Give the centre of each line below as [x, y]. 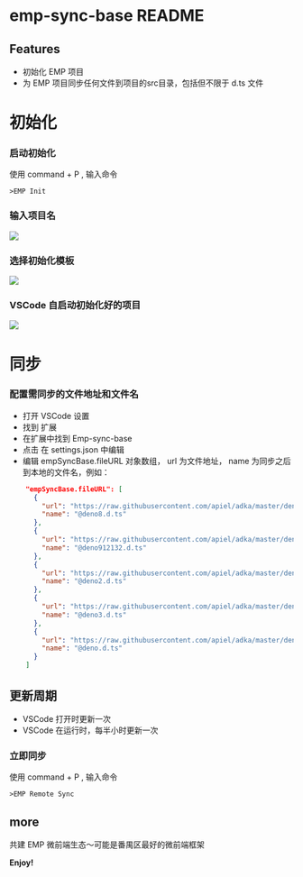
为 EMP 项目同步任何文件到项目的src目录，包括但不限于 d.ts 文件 [143, 83]
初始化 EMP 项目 [53, 72]
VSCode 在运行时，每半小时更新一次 [90, 730]
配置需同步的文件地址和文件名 [74, 395]
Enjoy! [22, 863]
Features [35, 49]
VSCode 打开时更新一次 [66, 718]
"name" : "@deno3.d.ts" [84, 615]
